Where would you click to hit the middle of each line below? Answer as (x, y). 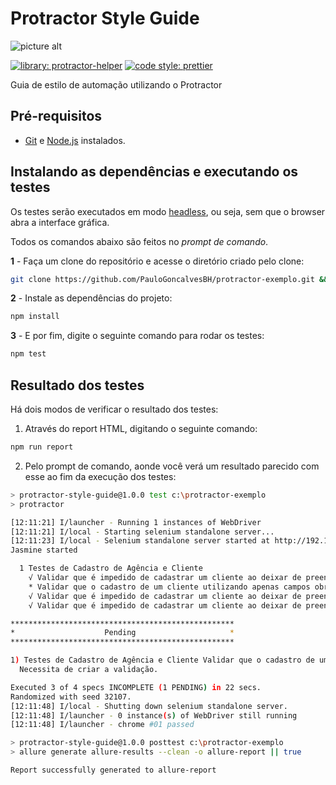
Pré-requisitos (56, 116)
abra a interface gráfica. (60, 222)
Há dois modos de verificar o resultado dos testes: (114, 409)
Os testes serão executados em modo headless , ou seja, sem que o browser (168, 211)
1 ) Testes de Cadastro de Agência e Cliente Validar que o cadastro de (162, 660)
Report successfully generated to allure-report (113, 770)
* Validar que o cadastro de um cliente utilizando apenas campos (169, 587)
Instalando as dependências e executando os (154, 172)
